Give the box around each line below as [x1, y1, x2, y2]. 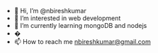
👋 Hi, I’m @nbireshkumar [13, 7, 86, 15]
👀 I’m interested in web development [13, 14, 121, 22]
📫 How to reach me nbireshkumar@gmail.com [13, 38, 151, 45]
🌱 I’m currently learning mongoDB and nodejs [13, 22, 147, 29]
